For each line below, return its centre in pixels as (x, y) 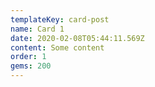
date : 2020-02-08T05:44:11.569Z (77, 38)
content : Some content (57, 47)
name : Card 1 (37, 29)
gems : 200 (31, 66)
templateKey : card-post (60, 19)
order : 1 (28, 57)
